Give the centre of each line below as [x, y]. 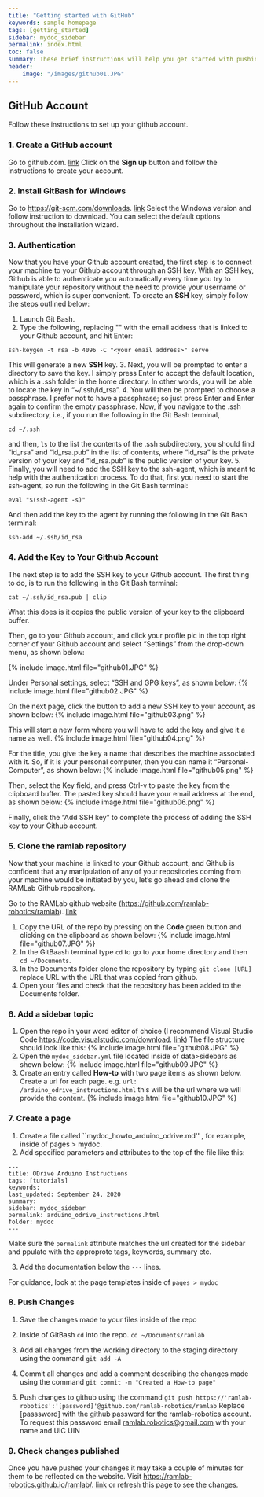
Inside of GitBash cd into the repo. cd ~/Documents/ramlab [112, 1334]
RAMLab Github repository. [52, 888]
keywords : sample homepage [52, 23]
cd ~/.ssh [24, 429]
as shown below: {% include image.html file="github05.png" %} [150, 770]
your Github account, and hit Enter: [76, 336]
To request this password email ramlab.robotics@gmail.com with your [132, 1422]
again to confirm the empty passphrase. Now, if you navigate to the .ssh [125, 406]
